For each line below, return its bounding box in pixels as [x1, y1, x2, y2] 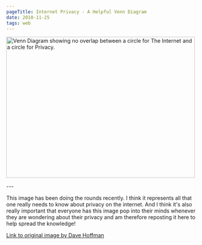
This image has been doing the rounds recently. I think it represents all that [6, 194, 192, 202]
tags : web [6, 20, 31, 26]
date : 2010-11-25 [6, 14, 50, 20]
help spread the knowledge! [6, 220, 76, 228]
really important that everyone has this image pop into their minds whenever [6, 207, 196, 214]
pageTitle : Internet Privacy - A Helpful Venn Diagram [6, 8, 147, 15]
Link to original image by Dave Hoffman [6, 232, 104, 239]
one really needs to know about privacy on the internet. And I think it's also [6, 201, 192, 208]
